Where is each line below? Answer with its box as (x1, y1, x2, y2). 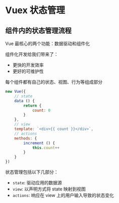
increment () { (23, 141, 55, 146)
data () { (14, 98, 35, 103)
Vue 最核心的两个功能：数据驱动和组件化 (5, 41, 90, 46)
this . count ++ (32, 145, 59, 150)
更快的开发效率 (12, 62, 44, 68)
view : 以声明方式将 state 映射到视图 (12, 186, 86, 192)
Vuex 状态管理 (5, 5, 66, 16)
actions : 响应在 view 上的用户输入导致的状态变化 (12, 192, 114, 198)
